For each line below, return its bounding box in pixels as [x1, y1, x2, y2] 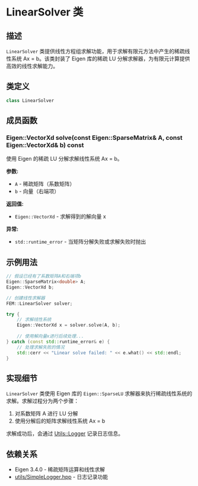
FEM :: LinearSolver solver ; [6, 300, 73, 306]
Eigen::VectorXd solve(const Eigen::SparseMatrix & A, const [6, 134, 183, 142]
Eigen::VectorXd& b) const [6, 141, 84, 149]
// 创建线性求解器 [6, 295, 46, 301]
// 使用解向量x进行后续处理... [17, 333, 84, 340]
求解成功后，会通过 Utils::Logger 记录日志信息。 [6, 430, 124, 437]
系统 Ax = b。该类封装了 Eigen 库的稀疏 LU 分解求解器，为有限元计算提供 [11, 55, 190, 62]
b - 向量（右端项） [14, 188, 60, 195]
